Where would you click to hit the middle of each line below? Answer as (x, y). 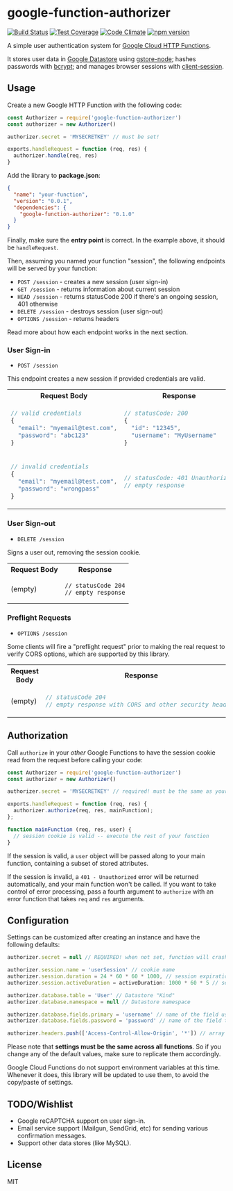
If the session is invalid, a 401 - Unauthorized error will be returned (103, 876)
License (25, 1165)
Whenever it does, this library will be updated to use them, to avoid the (108, 1075)
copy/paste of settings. (40, 1083)
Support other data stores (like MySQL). (74, 1143)
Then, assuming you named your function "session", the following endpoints (116, 261)
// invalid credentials (50, 467)
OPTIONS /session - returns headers (68, 319)
